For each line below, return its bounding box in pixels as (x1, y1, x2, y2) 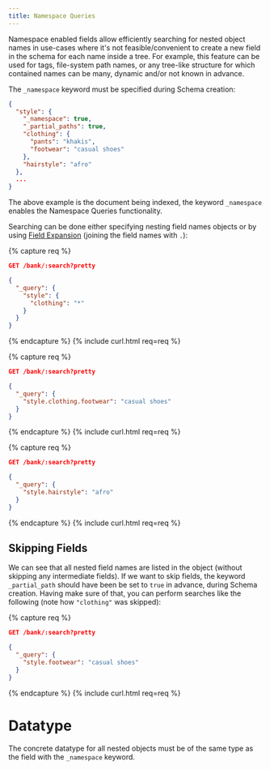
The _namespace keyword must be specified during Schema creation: (8, 84, 236, 94)
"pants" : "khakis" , (29, 138, 95, 146)
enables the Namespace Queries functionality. (8, 206, 163, 216)
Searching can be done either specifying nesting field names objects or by (8, 222, 257, 232)
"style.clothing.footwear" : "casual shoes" (23, 397, 172, 405)
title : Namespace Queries (8, 11, 95, 20)
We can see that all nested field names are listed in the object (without (8, 563, 243, 572)
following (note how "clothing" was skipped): (8, 597, 162, 607)
